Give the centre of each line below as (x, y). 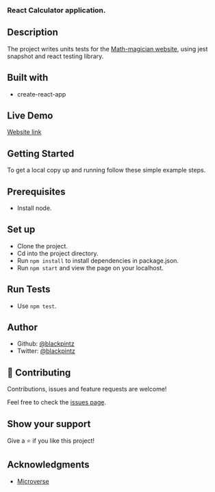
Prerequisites (36, 191)
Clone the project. (42, 246)
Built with (28, 78)
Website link (24, 132)
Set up (21, 230)
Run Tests (29, 289)
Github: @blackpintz (46, 344)
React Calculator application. (56, 10)
